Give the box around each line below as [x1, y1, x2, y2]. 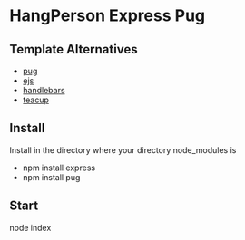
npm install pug [22, 171, 81, 182]
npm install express [22, 162, 96, 173]
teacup [22, 94, 50, 105]
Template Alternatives [9, 42, 138, 57]
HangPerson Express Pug [9, 5, 206, 26]
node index [9, 222, 52, 233]
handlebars [22, 85, 65, 95]
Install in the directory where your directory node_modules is [9, 144, 237, 155]
